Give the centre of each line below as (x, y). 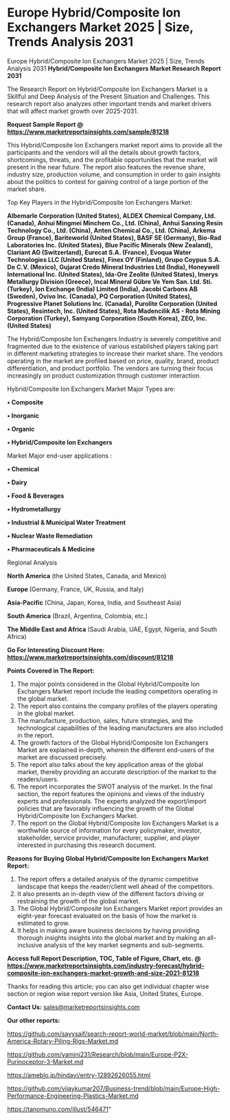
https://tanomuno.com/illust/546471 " (59, 1109)
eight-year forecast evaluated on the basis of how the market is (107, 915)
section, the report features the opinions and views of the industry (111, 793)
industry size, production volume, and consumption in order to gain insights (114, 174)
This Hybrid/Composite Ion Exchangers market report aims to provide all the (115, 145)
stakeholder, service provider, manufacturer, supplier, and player (108, 837)
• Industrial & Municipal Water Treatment (66, 522)
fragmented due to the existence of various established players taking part (113, 346)
